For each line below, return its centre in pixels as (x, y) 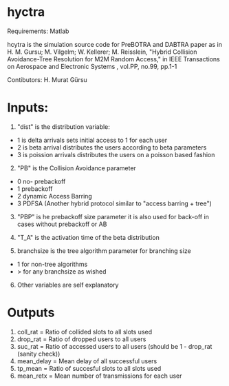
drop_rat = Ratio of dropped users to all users (81, 339)
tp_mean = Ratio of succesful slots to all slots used (89, 368)
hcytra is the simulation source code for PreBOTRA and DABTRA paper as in (115, 44)
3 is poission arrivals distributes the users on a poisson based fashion (116, 154)
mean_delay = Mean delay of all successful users (87, 361)
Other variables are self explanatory (68, 285)
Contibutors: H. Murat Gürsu (47, 79)
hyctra (26, 12)
